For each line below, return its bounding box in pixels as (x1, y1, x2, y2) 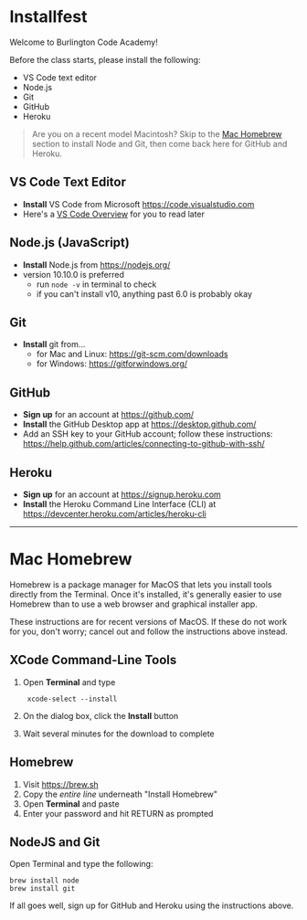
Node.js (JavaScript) (9, 235, 130, 250)
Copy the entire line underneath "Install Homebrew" (22, 788, 217, 799)
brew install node (9, 876, 79, 885)
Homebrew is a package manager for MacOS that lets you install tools (9, 578, 272, 590)
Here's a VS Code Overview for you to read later (22, 208, 206, 219)
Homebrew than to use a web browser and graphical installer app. (9, 598, 258, 609)
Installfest (9, 6, 88, 27)
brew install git (9, 884, 76, 894)
